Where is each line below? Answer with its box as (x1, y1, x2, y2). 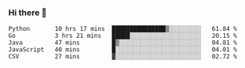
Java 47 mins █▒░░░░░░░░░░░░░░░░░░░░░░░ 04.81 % (8, 39, 238, 47)
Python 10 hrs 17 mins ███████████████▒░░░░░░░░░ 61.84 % (8, 25, 238, 33)
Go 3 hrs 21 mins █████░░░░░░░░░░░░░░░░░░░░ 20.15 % (8, 32, 238, 40)
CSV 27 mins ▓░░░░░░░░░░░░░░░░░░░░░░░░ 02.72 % (8, 53, 238, 61)
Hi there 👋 (8, 7, 48, 18)
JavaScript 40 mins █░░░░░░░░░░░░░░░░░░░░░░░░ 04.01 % (8, 46, 238, 54)
